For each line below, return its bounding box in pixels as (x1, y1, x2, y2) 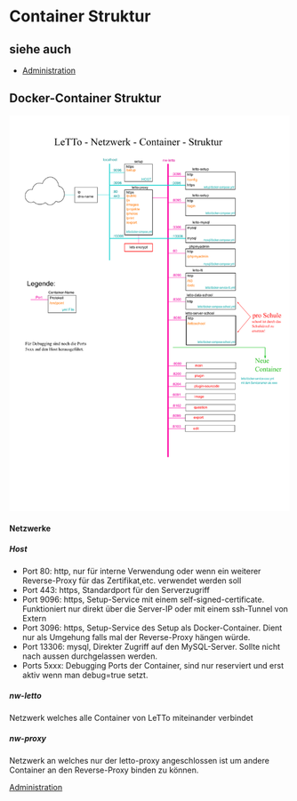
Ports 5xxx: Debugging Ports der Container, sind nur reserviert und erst (21, 661, 285, 671)
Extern (21, 613, 47, 624)
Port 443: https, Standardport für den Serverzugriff (21, 585, 211, 596)
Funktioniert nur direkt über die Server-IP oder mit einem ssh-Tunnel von (21, 604, 289, 614)
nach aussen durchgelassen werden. (21, 651, 158, 661)
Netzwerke (9, 523, 52, 534)
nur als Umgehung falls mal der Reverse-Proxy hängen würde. (21, 632, 251, 643)
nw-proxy (9, 733, 47, 743)
